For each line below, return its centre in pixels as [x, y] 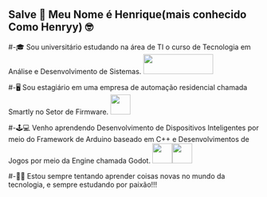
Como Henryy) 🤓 [51, 28]
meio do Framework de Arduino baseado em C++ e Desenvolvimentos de [129, 139]
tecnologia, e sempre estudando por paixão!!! [83, 184]
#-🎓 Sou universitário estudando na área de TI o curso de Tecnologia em [130, 47]
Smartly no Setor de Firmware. [59, 112]
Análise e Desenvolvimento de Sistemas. [75, 71]
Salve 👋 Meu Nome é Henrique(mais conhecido [128, 15]
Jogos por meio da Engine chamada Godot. [80, 160]
